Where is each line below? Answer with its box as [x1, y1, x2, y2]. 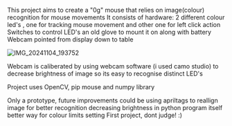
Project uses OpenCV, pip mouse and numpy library [7, 83, 155, 91]
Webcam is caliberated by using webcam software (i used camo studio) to [7, 62, 220, 70]
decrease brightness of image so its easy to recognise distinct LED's [7, 69, 203, 78]
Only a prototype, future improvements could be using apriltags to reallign [7, 96, 218, 105]
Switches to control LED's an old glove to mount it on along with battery [7, 28, 212, 36]
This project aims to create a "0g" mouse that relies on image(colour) [7, 6, 205, 14]
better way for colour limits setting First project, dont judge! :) [7, 111, 182, 119]
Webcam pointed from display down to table [7, 35, 134, 44]
